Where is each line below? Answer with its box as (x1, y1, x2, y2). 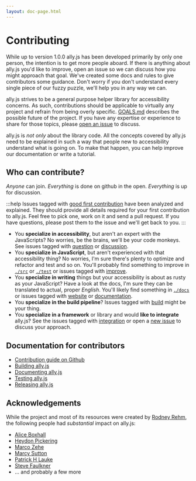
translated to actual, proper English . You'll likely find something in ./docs (14, 286, 190, 293)
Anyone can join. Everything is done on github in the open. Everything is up (6, 183, 187, 190)
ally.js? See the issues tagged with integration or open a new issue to (14, 317, 181, 325)
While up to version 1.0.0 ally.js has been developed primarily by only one (6, 53, 183, 60)
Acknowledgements (6, 398, 81, 408)
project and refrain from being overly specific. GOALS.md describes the (6, 108, 180, 115)
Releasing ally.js (14, 381, 54, 388)
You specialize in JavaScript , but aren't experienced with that (14, 249, 165, 256)
